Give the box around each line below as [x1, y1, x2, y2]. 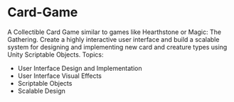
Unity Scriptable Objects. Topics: [7, 50, 105, 59]
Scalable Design [17, 86, 65, 95]
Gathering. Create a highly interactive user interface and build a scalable [7, 35, 220, 43]
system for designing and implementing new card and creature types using [7, 42, 228, 51]
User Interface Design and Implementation [17, 64, 142, 72]
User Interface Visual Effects [17, 72, 102, 80]
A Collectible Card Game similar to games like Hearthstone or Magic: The [7, 28, 222, 36]
